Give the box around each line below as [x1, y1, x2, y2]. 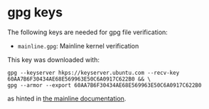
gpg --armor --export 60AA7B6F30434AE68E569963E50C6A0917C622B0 [7, 81, 202, 89]
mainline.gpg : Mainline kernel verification [17, 41, 139, 50]
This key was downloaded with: [7, 55, 100, 64]
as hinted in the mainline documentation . [7, 94, 127, 103]
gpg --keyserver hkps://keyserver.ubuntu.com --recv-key [7, 69, 180, 76]
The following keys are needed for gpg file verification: [7, 28, 168, 36]
